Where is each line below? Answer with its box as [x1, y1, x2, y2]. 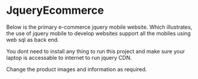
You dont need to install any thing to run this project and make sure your [6, 47, 185, 54]
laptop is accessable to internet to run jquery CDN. [6, 54, 132, 61]
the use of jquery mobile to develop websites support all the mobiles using [6, 29, 191, 37]
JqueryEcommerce [6, 4, 104, 17]
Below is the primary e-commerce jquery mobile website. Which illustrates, [6, 23, 193, 31]
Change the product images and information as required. [6, 65, 147, 72]
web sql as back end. [6, 36, 59, 43]
